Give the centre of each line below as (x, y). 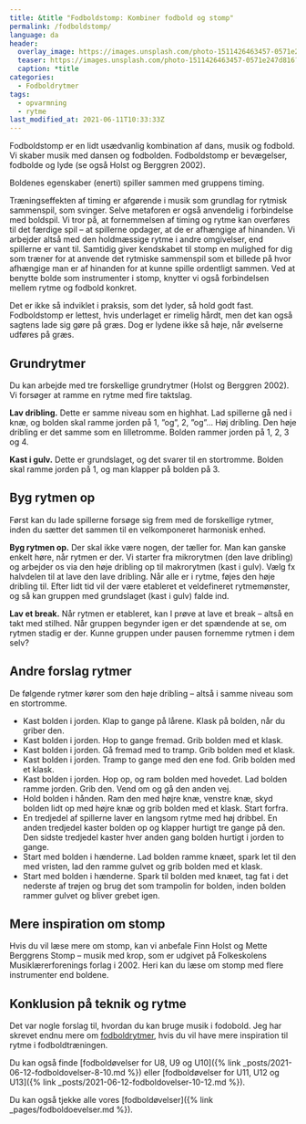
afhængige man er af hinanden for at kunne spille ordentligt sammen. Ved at (153, 268)
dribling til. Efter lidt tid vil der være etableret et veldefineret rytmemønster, (150, 586)
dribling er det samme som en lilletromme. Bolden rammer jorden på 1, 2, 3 (149, 432)
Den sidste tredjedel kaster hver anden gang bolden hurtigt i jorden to (153, 837)
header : (24, 43)
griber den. (44, 730)
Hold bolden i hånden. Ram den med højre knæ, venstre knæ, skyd (148, 798)
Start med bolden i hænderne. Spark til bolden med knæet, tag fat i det (155, 876)
